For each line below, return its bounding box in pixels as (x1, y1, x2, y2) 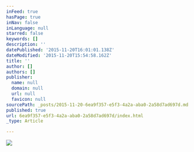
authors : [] (6, 69, 35, 75)
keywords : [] (6, 36, 38, 42)
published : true (6, 107, 46, 113)
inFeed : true (6, 8, 38, 15)
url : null (11, 91, 35, 97)
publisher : (6, 74, 33, 80)
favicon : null (11, 96, 46, 102)
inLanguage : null (6, 25, 49, 31)
